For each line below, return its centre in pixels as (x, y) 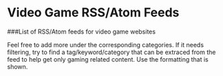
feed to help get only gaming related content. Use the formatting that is (108, 59)
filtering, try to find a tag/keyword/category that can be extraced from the (111, 52)
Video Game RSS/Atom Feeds (93, 13)
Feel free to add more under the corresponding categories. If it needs (106, 45)
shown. (18, 66)
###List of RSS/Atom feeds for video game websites (82, 31)
